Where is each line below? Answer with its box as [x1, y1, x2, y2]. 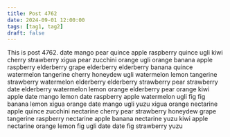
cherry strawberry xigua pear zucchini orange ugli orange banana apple [7, 56, 213, 64]
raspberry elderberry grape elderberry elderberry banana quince [7, 63, 193, 71]
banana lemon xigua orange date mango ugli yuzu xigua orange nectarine [7, 100, 218, 108]
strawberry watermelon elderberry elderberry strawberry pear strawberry [7, 77, 218, 86]
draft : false [7, 29, 45, 37]
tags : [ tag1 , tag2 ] [7, 23, 64, 30]
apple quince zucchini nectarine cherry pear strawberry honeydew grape [7, 107, 217, 116]
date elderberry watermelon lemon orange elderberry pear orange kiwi [7, 85, 210, 93]
